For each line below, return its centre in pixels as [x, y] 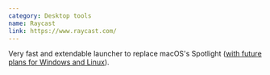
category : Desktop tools [50, 16]
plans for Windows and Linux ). [59, 62]
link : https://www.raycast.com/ [62, 31]
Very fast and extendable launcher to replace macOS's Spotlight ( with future [135, 54]
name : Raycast [32, 23]
